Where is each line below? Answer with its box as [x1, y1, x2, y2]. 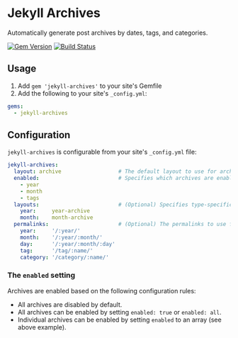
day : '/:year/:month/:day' [20, 240, 115, 247]
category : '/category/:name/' [20, 254, 110, 261]
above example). [17, 322, 67, 331]
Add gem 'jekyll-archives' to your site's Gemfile [17, 81, 162, 90]
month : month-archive [20, 214, 93, 221]
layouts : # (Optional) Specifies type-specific [13, 201, 233, 208]
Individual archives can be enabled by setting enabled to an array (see [17, 315, 222, 324]
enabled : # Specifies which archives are [13, 175, 214, 182]
